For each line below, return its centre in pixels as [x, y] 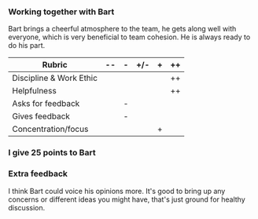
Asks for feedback [46, 104]
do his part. [27, 46]
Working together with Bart [61, 12]
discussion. [27, 207]
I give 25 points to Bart [52, 153]
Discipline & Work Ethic [55, 78]
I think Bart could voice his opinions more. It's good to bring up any [117, 191]
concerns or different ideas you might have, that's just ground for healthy [127, 199]
